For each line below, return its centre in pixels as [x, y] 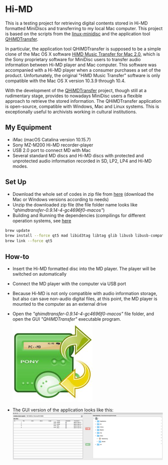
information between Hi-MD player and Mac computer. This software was [81, 65]
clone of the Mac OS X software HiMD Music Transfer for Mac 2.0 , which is [82, 54]
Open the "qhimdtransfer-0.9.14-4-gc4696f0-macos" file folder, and [83, 314]
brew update [17, 230]
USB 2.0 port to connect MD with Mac [51, 150]
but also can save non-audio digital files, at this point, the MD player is [85, 299]
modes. [20, 166]
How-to [17, 257]
